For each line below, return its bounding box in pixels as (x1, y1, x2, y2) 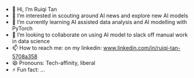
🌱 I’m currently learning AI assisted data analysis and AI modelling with (11, 19, 187, 25)
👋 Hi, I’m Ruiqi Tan (11, 6, 57, 13)
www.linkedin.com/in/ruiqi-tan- (103, 44, 181, 51)
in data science (11, 38, 50, 44)
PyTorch (11, 25, 33, 32)
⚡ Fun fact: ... (11, 66, 45, 73)
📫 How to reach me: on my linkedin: (11, 44, 102, 51)
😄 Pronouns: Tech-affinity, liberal (11, 59, 95, 66)
